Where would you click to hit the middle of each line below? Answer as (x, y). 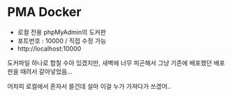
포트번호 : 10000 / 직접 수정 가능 (62, 41)
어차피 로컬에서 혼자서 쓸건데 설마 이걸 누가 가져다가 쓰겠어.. (89, 86)
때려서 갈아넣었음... (46, 71)
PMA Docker (44, 12)
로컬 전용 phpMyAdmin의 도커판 (61, 32)
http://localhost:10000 (49, 48)
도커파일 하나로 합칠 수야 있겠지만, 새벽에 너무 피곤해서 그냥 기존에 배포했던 (110, 62)
